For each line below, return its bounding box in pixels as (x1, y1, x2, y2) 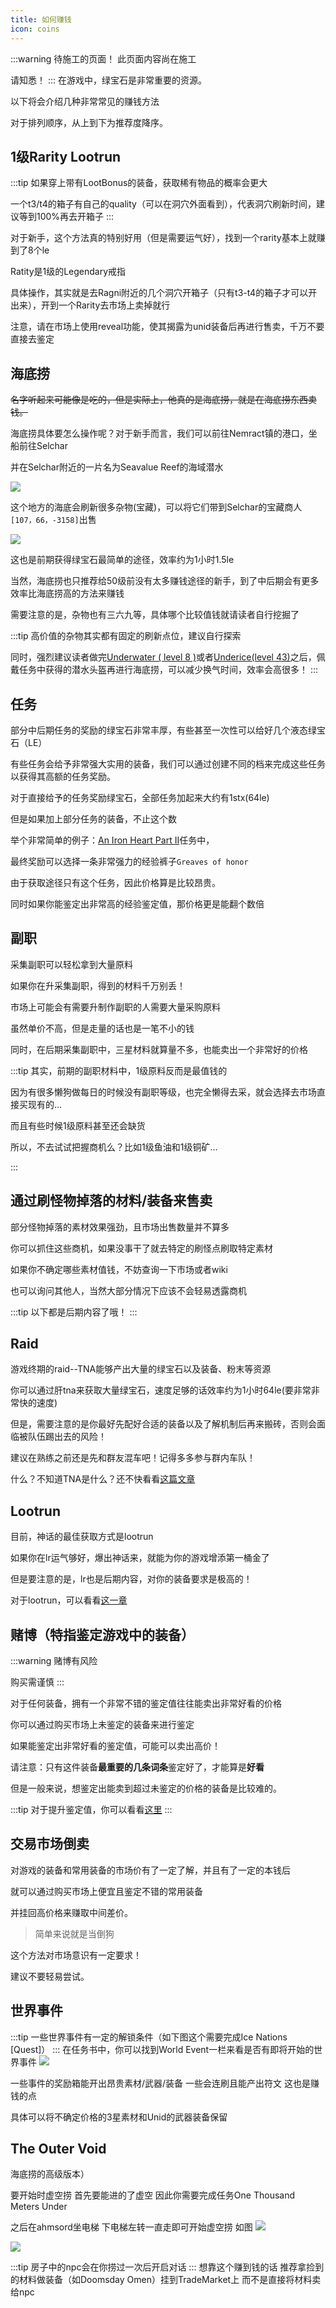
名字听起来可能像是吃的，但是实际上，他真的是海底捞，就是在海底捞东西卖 (10, 394, 317, 406)
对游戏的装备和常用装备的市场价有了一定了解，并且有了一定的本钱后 (10, 1864, 291, 1876)
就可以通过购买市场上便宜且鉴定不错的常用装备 (10, 1885, 203, 1897)
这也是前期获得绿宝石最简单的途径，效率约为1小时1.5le (10, 554, 235, 566)
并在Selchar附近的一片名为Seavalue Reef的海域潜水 (10, 461, 224, 473)
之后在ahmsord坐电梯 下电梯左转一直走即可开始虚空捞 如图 (10, 2221, 253, 2233)
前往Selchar (18, 440, 68, 452)
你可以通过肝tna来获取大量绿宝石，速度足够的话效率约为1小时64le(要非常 (10, 1384, 312, 1396)
